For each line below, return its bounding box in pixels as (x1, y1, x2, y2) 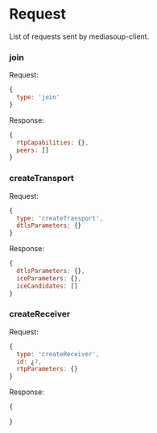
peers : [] (16, 146, 49, 154)
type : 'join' (16, 94, 60, 102)
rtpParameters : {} (16, 365, 79, 373)
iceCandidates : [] (16, 282, 79, 290)
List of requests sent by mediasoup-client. (9, 32, 150, 41)
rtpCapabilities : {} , (16, 138, 89, 146)
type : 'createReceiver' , (16, 350, 100, 358)
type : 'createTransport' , (16, 214, 104, 222)
